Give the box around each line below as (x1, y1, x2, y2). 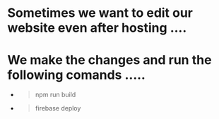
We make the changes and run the (7, 52, 212, 68)
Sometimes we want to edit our (7, 5, 193, 21)
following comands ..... (7, 67, 146, 83)
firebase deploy (35, 104, 81, 113)
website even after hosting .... (7, 20, 187, 36)
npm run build (35, 90, 76, 99)
